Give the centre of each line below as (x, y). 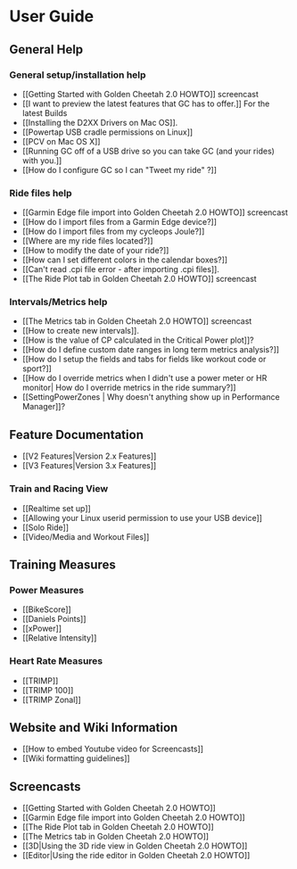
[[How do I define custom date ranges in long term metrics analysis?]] (150, 350)
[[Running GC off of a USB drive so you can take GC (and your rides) (148, 151)
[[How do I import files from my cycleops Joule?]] (113, 232)
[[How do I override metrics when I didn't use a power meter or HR (144, 378)
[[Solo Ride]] (45, 527)
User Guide (52, 17)
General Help (46, 50)
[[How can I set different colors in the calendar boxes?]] (125, 260)
